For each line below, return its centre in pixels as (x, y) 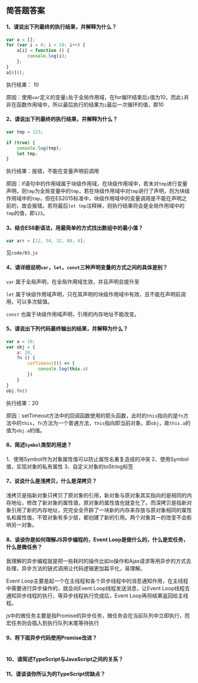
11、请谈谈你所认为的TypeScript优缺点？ (56, 674)
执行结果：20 (22, 403)
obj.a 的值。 (31, 430)
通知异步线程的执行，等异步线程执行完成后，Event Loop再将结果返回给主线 (97, 596)
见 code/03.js (22, 253)
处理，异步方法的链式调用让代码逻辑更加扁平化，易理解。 (76, 568)
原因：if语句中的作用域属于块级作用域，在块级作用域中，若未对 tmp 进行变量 (97, 184)
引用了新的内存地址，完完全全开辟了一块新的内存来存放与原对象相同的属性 (101, 510)
